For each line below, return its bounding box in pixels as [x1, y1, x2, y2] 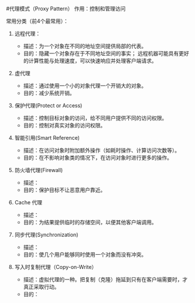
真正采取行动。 [23, 284, 60, 290]
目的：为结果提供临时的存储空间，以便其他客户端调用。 [23, 219, 157, 225]
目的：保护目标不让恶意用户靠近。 [23, 187, 106, 193]
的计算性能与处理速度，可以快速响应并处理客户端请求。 [23, 58, 157, 64]
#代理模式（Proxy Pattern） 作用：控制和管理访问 [6, 5, 126, 12]
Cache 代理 [14, 199, 43, 206]
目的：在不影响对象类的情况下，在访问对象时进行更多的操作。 [23, 154, 173, 161]
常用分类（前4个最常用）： [6, 18, 69, 25]
